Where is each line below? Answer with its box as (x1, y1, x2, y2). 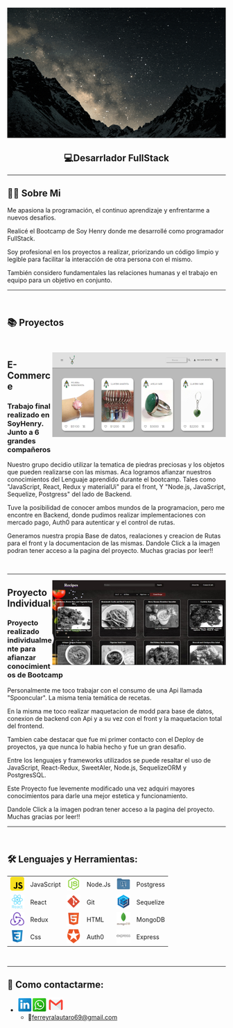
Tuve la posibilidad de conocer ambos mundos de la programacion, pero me (7, 504, 225, 512)
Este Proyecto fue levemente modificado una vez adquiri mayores (7, 784, 196, 793)
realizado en (7, 410, 50, 420)
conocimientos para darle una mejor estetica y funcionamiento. (7, 791, 188, 799)
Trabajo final (7, 401, 51, 411)
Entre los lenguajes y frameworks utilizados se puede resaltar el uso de (7, 756, 212, 764)
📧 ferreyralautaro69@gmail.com (27, 1013, 118, 1022)
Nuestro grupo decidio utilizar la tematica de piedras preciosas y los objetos (7, 461, 225, 469)
